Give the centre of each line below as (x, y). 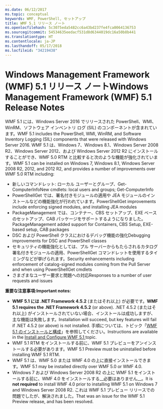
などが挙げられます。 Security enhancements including (80, 259)
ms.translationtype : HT (29, 37)
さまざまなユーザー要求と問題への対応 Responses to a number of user (82, 275)
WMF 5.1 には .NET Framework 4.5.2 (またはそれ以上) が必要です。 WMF (85, 301)
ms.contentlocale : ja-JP (30, 41)
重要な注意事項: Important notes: (38, 291)
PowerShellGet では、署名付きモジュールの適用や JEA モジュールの (79, 195)
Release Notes (35, 107)
